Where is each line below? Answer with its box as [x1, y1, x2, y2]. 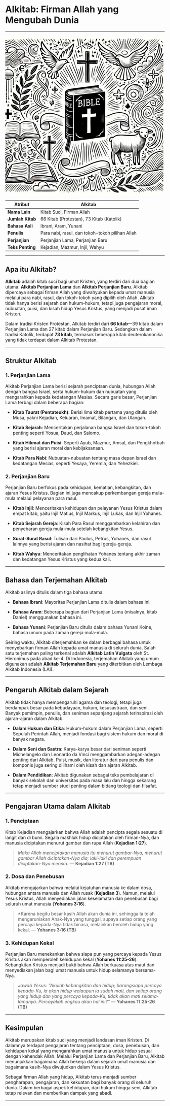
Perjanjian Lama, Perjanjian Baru [40, 237, 108, 243]
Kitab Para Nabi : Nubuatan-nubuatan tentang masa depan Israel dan [12, 454, 156, 461]
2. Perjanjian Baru [5, 473, 50, 480]
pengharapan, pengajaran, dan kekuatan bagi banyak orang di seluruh [5, 1079, 152, 1085]
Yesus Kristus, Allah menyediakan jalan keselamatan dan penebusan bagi [5, 895, 158, 901]
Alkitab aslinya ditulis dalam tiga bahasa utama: [5, 589, 104, 595]
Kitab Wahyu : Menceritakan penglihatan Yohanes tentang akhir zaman [12, 551, 160, 557]
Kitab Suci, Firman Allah [40, 209, 90, 215]
